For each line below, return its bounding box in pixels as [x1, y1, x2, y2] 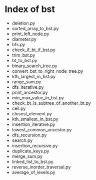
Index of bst [4, 4, 55, 15]
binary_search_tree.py [11, 63, 57, 69]
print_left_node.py [11, 31, 49, 37]
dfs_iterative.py [11, 84, 44, 90]
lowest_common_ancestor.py [11, 126, 72, 132]
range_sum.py [11, 79, 41, 85]
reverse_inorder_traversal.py [11, 164, 71, 170]
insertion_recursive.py [11, 142, 58, 148]
